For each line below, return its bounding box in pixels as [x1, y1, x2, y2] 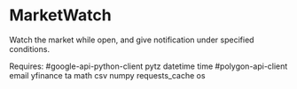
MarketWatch [9, 5, 113, 26]
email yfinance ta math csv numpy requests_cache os [9, 70, 206, 80]
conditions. [9, 43, 51, 54]
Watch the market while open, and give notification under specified [9, 34, 254, 45]
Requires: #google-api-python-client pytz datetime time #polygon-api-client [9, 61, 288, 71]
